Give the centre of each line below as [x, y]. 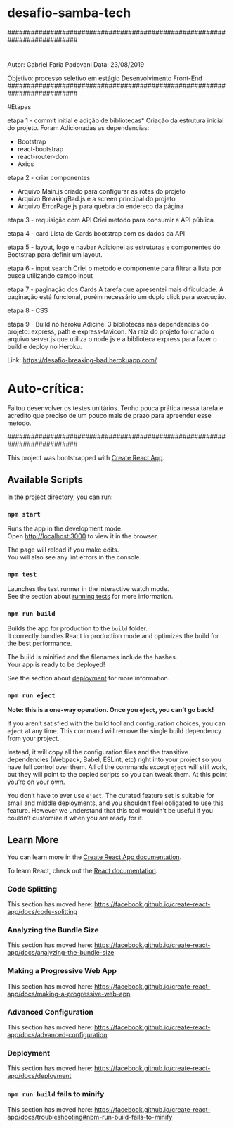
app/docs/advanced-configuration [57, 1035]
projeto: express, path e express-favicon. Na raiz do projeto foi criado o [111, 331]
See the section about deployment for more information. [89, 678]
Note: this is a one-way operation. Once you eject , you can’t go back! [111, 710]
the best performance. [40, 643]
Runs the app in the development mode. [65, 528]
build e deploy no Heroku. [45, 347]
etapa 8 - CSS [28, 310]
